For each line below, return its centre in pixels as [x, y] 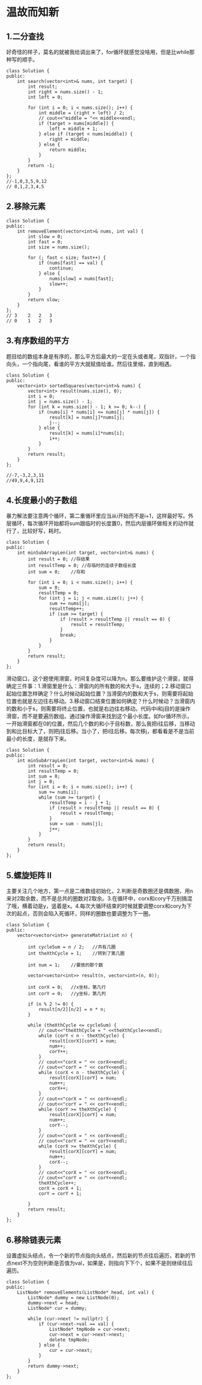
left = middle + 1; [73, 129]
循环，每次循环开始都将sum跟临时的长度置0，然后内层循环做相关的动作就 [103, 523]
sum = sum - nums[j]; [76, 824]
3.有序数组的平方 [38, 341]
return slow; [44, 299]
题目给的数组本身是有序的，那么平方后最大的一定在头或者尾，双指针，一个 [98, 356]
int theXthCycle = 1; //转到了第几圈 [76, 954]
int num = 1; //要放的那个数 [66, 965]
